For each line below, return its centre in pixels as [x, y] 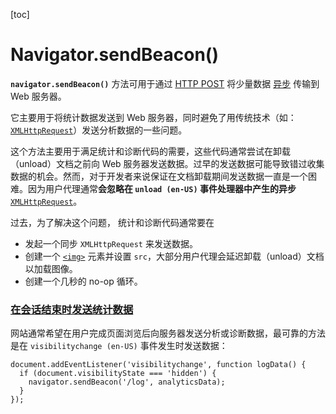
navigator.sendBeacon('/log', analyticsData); [127, 382]
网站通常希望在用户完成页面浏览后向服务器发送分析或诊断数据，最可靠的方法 [168, 333]
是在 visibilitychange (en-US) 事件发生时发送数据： [119, 346]
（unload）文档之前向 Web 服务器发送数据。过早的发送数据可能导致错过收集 [167, 163]
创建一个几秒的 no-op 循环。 [83, 281]
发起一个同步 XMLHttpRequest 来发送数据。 [111, 243]
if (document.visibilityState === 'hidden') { [118, 374]
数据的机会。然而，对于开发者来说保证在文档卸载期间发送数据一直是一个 [159, 176]
